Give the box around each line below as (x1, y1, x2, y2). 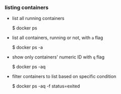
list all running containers (12, 15, 65, 21)
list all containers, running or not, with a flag (12, 34, 103, 41)
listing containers (5, 4, 49, 11)
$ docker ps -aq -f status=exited (12, 83, 80, 89)
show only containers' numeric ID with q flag (12, 54, 105, 60)
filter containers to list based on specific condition (12, 73, 116, 79)
